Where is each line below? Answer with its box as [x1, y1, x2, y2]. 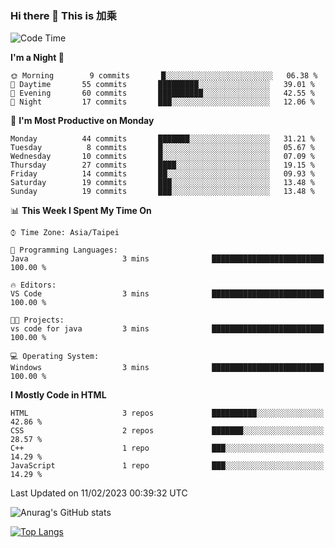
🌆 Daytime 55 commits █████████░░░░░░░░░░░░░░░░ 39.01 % [10, 80, 315, 90]
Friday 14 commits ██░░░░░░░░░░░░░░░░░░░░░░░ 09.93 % [10, 169, 315, 179]
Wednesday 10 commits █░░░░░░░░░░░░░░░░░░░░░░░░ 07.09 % [10, 152, 315, 162]
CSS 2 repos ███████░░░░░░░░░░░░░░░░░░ [10, 426, 325, 436]
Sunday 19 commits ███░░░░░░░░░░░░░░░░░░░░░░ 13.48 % [10, 187, 315, 197]
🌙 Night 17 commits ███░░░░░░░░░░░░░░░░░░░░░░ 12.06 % [10, 97, 315, 107]
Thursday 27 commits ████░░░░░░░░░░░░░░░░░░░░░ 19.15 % [10, 160, 315, 171]
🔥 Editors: [10, 280, 57, 291]
